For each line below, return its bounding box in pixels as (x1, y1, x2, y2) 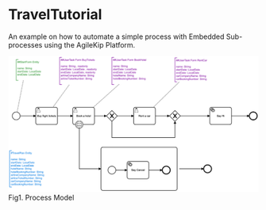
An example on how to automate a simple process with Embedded (8, 32, 225, 41)
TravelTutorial (8, 6, 102, 24)
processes (8, 40, 43, 49)
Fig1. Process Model (8, 193, 75, 203)
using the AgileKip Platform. (44, 40, 136, 49)
